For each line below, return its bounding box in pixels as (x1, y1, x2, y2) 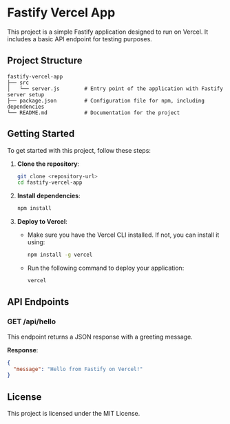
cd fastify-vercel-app (17, 179, 83, 187)
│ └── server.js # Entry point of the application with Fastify (7, 85, 224, 92)
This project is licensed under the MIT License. (7, 410, 140, 418)
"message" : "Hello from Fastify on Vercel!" (13, 365, 143, 372)
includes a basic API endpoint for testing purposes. (7, 34, 153, 43)
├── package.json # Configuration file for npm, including (7, 97, 205, 104)
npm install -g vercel (27, 251, 93, 259)
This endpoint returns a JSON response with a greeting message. (7, 332, 193, 341)
